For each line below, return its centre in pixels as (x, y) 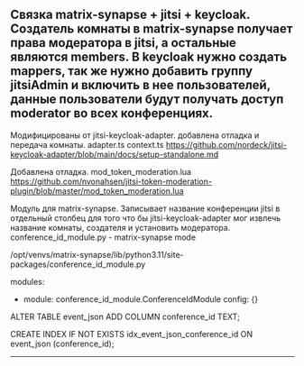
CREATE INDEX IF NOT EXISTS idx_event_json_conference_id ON (132, 334)
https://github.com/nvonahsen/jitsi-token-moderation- (111, 181)
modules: (28, 281)
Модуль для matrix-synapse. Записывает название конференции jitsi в (145, 208)
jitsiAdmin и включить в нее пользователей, (141, 85)
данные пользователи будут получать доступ (147, 100)
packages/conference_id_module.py (78, 264)
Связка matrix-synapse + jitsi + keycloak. (130, 15)
